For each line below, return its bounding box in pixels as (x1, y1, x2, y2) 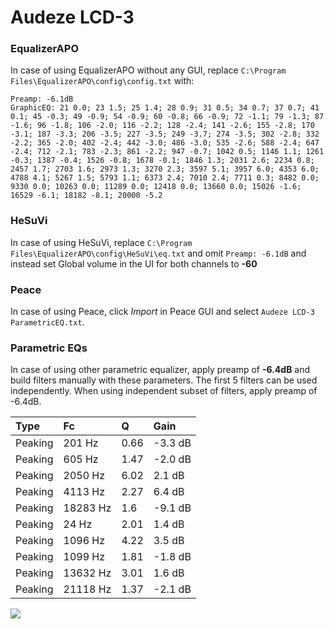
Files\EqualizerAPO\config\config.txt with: (10, 75, 195, 87)
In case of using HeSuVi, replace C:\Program (10, 236, 193, 248)
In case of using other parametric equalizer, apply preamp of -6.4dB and (10, 364, 311, 376)
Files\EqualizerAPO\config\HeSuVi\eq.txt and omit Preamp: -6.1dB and (10, 247, 307, 259)
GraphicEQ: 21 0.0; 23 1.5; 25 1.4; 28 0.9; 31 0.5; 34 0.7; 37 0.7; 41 (10, 103, 320, 113)
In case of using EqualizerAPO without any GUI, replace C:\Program (10, 64, 287, 76)
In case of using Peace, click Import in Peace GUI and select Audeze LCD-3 (10, 306, 315, 318)
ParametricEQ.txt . (10, 316, 85, 328)
